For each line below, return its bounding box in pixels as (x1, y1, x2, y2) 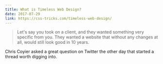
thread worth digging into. (5, 54, 57, 60)
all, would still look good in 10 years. (17, 39, 90, 45)
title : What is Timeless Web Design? (5, 7, 82, 12)
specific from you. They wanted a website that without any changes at (17, 34, 158, 40)
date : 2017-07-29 (5, 12, 40, 16)
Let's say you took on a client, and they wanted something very (17, 29, 145, 35)
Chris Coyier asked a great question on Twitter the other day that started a (5, 49, 154, 54)
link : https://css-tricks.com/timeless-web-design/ (5, 16, 112, 21)
